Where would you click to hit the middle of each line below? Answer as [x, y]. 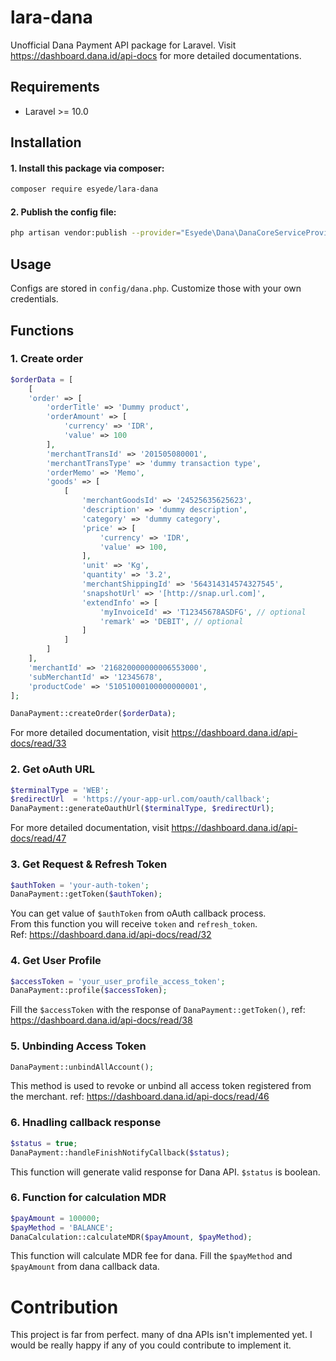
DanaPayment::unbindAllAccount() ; [82, 1067]
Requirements [55, 87]
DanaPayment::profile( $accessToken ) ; [89, 991]
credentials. [34, 299]
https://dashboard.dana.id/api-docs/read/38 [101, 1020]
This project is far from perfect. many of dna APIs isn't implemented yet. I [161, 1335]
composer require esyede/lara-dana [84, 189]
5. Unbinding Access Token [78, 1046]
